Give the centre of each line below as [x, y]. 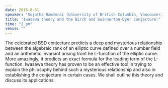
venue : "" [16, 29]
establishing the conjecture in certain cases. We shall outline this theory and [84, 75]
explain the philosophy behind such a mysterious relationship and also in [80, 70]
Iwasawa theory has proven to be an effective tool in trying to [88, 64]
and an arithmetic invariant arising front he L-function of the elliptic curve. [82, 54]
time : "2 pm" [19, 24]
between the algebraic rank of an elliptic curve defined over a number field [83, 48]
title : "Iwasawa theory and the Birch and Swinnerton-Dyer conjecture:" [83, 19]
